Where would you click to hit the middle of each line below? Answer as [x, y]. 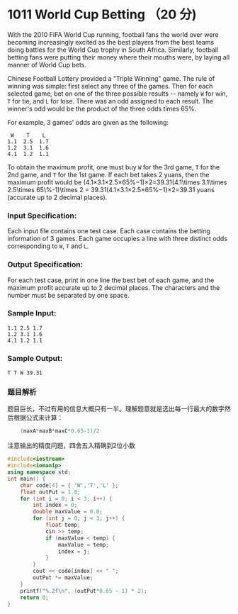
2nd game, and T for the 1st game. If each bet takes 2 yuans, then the [108, 174]
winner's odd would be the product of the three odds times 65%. [102, 108]
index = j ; [74, 551]
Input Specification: [42, 216]
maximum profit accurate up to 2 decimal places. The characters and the [114, 287]
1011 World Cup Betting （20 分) [102, 15]
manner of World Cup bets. [47, 65]
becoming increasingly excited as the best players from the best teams [111, 42]
